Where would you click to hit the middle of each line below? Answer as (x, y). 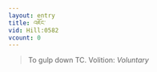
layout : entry (32, 15)
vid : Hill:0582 (34, 30)
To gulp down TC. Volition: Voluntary (89, 60)
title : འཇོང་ (27, 23)
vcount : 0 (25, 38)
